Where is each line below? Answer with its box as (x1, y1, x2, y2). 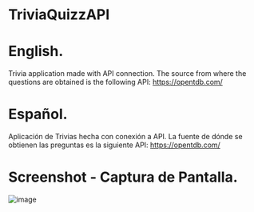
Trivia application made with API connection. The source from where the (8, 69, 247, 78)
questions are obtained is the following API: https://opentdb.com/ (8, 78, 224, 87)
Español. (8, 106, 68, 123)
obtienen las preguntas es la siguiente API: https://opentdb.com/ (8, 140, 221, 150)
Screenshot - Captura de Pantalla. (8, 168, 238, 186)
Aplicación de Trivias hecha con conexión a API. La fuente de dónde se (8, 132, 243, 142)
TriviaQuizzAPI (8, 6, 110, 24)
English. (8, 42, 64, 61)
